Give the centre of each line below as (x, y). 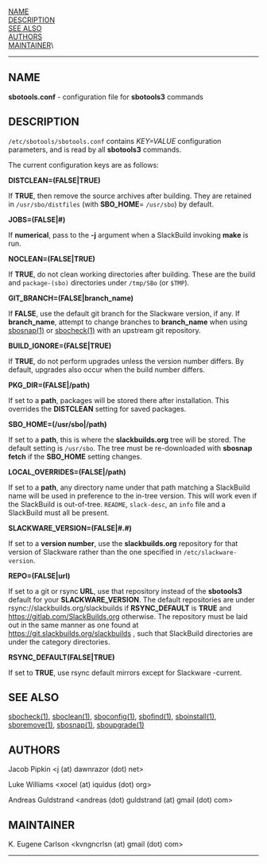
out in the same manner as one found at (74, 625)
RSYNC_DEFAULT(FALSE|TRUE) (62, 657)
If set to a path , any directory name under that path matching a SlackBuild (129, 487)
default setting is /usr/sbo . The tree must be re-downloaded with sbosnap (130, 447)
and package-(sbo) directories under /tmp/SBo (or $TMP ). (99, 282)
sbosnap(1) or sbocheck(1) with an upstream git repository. (104, 330)
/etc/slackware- (210, 552)
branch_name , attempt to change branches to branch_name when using (128, 322)
